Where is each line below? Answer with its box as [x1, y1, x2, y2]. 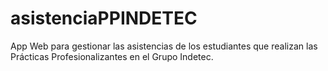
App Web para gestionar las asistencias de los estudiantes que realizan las [10, 40, 318, 52]
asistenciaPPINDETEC [10, 7, 198, 30]
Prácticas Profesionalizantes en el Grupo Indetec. [10, 50, 214, 62]
